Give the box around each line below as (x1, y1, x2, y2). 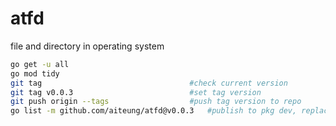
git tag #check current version (10, 78, 288, 88)
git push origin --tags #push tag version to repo (10, 97, 302, 107)
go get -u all (10, 59, 70, 69)
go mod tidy (10, 68, 60, 79)
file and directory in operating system (10, 40, 165, 52)
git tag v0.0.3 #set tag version (10, 87, 262, 97)
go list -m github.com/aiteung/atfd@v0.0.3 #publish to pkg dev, (10, 106, 298, 116)
